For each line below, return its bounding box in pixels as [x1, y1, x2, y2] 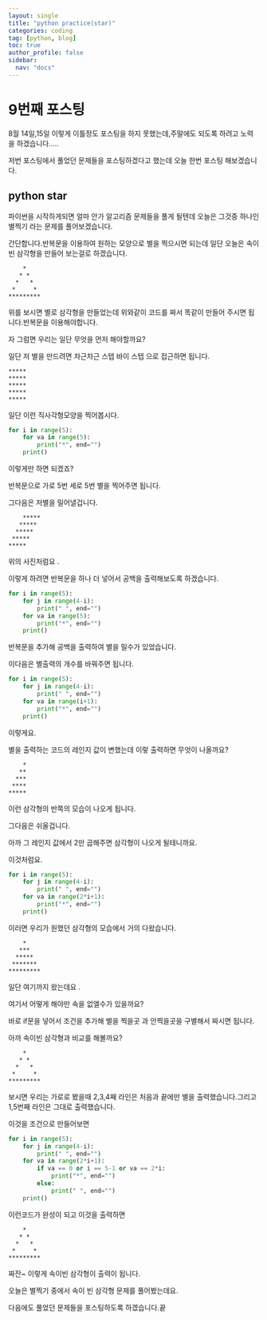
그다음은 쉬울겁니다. [8, 821, 70, 830]
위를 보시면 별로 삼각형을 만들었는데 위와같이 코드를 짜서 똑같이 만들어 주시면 [8, 307, 247, 316]
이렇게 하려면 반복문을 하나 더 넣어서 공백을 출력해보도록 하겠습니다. [8, 574, 219, 583]
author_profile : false [8, 49, 84, 57]
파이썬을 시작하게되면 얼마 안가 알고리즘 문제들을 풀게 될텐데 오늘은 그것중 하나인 [8, 211, 260, 221]
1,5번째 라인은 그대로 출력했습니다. [8, 1102, 116, 1111]
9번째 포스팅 [8, 101, 85, 118]
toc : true [8, 42, 41, 50]
